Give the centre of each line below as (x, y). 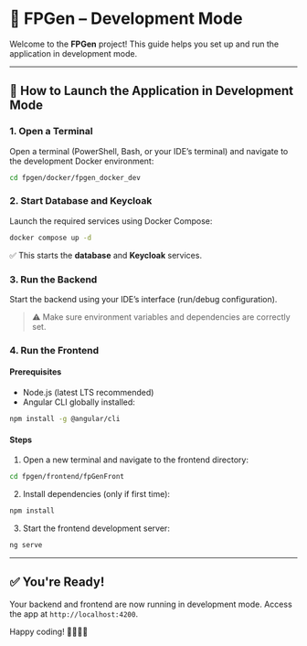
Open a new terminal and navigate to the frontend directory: (136, 460)
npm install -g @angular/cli (65, 419)
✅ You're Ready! (57, 582)
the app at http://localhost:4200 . (74, 614)
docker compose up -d (51, 238)
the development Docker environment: (82, 161)
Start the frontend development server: (96, 528)
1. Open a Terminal (51, 132)
